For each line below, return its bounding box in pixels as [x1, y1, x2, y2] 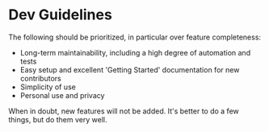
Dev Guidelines [8, 6, 113, 24]
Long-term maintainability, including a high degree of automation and [19, 47, 251, 57]
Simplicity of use [19, 82, 77, 92]
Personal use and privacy [19, 90, 105, 100]
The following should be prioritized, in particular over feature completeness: [8, 32, 261, 42]
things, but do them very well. [8, 114, 107, 124]
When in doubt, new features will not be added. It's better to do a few [8, 106, 240, 116]
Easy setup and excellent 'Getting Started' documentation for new [19, 64, 240, 74]
